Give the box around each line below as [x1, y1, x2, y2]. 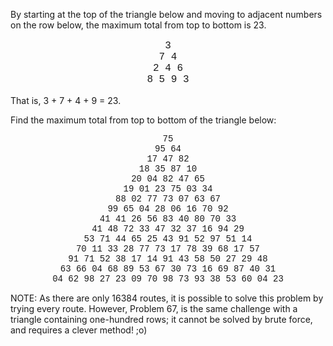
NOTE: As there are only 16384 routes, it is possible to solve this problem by [10, 292, 324, 304]
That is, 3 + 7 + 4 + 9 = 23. [10, 95, 122, 106]
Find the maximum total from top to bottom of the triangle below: [10, 114, 277, 126]
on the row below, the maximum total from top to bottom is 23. [10, 19, 267, 31]
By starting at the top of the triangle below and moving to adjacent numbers [10, 9, 323, 20]
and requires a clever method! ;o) [10, 324, 148, 336]
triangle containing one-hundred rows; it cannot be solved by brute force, [10, 314, 313, 325]
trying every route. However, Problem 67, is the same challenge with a [10, 303, 298, 314]
